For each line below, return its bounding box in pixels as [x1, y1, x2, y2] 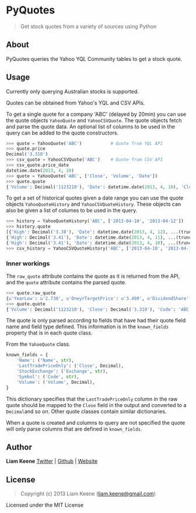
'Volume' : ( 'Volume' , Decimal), [16, 379, 95, 385]
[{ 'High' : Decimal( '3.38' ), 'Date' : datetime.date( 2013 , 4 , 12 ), [6, 229, 168, 235]
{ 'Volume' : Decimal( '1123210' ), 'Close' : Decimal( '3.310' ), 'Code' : [6, 307, 176, 312]
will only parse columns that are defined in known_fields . [6, 425, 142, 432]
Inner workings [6, 259, 50, 267]
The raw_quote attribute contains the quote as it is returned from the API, [6, 273, 180, 280]
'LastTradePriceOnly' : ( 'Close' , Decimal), [16, 363, 124, 369]
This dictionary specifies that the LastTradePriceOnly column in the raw [6, 395, 178, 402]
